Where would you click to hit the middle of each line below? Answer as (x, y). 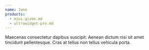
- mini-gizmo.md (26, 19)
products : (15, 14)
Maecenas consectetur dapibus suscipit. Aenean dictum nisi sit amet (74, 37)
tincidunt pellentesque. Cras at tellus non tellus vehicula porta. (68, 43)
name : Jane (16, 10)
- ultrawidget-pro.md (32, 23)
